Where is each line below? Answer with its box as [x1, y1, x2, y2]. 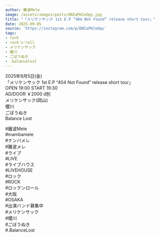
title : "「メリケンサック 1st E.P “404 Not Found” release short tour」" [5, 17, 155, 22]
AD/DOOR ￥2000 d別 [5, 91, 51, 97]
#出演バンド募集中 [5, 203, 44, 209]
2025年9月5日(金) [5, 73, 43, 79]
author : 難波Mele [5, 7, 40, 13]
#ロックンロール [5, 185, 39, 191]
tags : [5, 31, 17, 36]
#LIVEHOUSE [5, 167, 33, 173]
